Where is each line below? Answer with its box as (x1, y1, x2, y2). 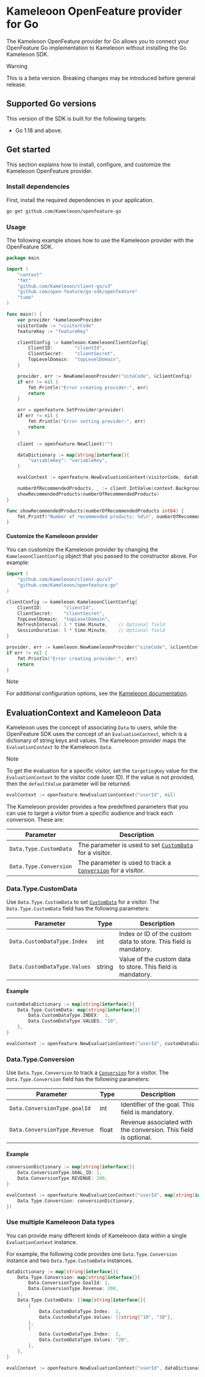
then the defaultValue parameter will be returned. (6, 780, 131, 787)
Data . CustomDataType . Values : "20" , (38, 1337, 130, 1343)
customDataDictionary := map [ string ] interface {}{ (6, 1001, 135, 1007)
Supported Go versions (6, 99, 96, 109)
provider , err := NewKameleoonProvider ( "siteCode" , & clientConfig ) (17, 373, 192, 379)
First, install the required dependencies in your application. (6, 196, 154, 203)
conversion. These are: (6, 816, 64, 824)
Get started (6, 144, 51, 155)
